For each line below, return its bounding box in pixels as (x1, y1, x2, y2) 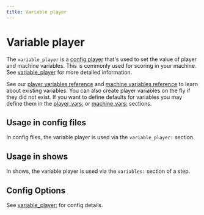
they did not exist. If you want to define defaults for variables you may (6, 93, 183, 101)
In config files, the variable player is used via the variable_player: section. (6, 134, 195, 141)
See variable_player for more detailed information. (6, 68, 133, 76)
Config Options (6, 185, 66, 195)
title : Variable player (6, 9, 67, 15)
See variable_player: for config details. (6, 202, 103, 208)
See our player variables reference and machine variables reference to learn (6, 80, 199, 87)
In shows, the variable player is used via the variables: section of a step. (6, 167, 191, 175)
